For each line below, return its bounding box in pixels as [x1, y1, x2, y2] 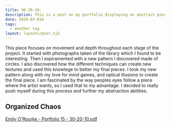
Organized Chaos [5, 102, 62, 111]
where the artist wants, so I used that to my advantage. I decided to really [5, 82, 158, 89]
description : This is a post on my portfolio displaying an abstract [5, 12, 155, 17]
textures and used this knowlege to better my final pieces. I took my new [5, 66, 157, 72]
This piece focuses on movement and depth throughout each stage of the [5, 45, 159, 51]
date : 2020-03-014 [5, 17, 44, 22]
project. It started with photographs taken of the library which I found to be [5, 50, 161, 56]
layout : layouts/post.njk [5, 31, 60, 36]
